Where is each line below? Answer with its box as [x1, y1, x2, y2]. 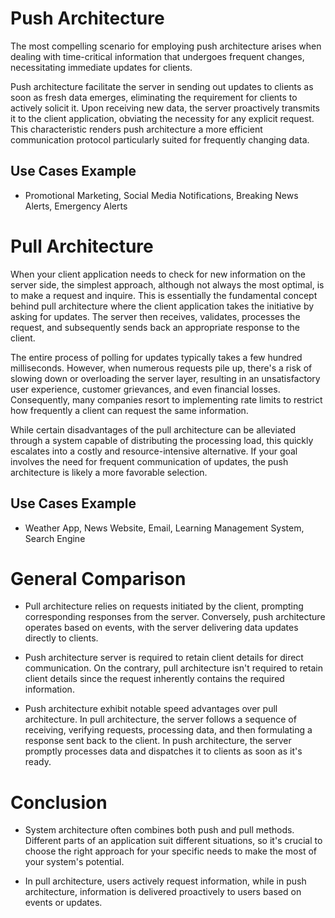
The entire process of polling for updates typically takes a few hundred [10, 351, 303, 363]
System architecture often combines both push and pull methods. [24, 824, 295, 836]
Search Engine [24, 532, 86, 544]
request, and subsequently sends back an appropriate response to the [10, 321, 301, 333]
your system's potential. [24, 856, 125, 868]
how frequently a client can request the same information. [10, 404, 249, 416]
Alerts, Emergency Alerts [24, 200, 128, 212]
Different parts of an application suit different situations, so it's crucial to [24, 835, 323, 847]
